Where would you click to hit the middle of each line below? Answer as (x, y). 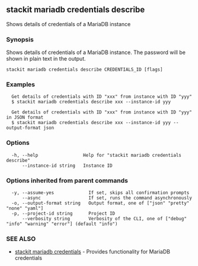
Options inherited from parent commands (67, 180)
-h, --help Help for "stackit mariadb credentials (97, 155)
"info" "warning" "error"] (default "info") (62, 224)
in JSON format (25, 118)
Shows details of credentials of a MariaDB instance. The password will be (96, 52)
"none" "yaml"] (25, 208)
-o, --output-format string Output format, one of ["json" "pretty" (100, 203)
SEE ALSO (21, 239)
